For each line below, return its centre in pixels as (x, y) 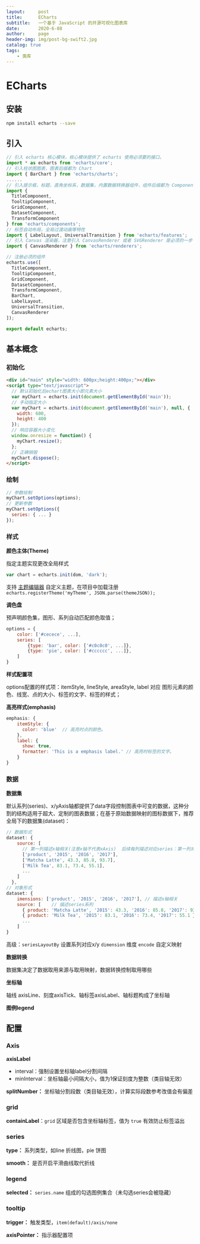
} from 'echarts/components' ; (44, 224)
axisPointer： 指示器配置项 (40, 1235)
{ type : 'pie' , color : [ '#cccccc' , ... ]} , (80, 651)
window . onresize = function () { (52, 436)
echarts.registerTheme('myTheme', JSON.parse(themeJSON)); (81, 593)
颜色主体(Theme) (28, 551)
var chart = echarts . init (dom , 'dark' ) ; (57, 575)
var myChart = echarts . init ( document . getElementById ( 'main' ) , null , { (101, 408)
